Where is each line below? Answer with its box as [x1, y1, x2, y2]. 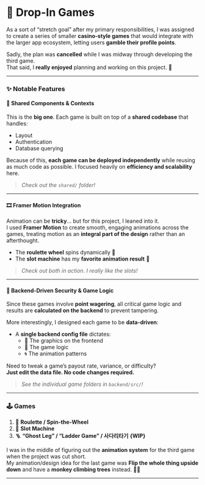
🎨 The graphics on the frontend [24, 337, 104, 344]
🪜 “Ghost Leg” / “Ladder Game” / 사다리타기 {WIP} [15, 432, 146, 439]
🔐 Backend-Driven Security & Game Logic [6, 287, 114, 294]
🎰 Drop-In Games [6, 6, 95, 20]
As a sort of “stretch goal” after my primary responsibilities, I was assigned [6, 26, 195, 33]
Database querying [15, 145, 63, 152]
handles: [6, 120, 28, 127]
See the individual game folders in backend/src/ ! [21, 380, 143, 388]
